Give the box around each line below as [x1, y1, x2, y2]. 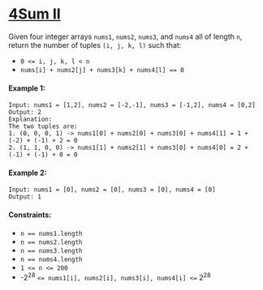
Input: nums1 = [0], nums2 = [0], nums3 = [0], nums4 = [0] [8, 186, 217, 194]
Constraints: [8, 210, 52, 220]
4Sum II [8, 5, 61, 23]
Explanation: [8, 115, 53, 124]
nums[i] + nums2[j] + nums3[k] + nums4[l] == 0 [19, 66, 184, 74]
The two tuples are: [8, 122, 79, 130]
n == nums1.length [19, 229, 83, 237]
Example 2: [8, 168, 47, 177]
